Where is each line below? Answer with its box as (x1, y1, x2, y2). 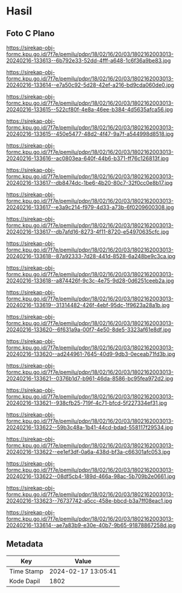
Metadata (6, 539, 43, 549)
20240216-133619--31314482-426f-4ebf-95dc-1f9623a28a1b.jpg (6, 302, 170, 308)
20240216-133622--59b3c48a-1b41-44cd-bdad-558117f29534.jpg (6, 424, 174, 431)
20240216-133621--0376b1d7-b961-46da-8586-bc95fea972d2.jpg (6, 375, 174, 382)
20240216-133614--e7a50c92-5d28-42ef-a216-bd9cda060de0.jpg (6, 81, 175, 88)
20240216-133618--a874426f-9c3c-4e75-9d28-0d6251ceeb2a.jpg (6, 277, 174, 284)
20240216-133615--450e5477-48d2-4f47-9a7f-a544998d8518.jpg (6, 131, 174, 137)
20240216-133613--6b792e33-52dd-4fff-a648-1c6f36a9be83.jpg (6, 57, 171, 64)
